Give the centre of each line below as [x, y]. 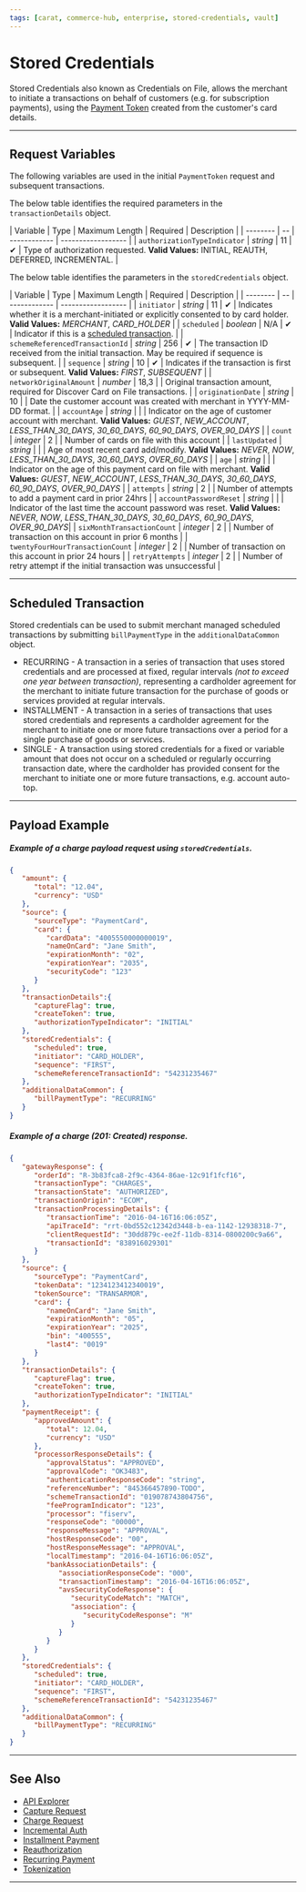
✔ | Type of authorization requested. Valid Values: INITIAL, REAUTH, [139, 250]
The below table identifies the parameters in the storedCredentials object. [149, 278]
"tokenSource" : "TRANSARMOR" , [91, 1294]
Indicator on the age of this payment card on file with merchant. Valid [140, 469]
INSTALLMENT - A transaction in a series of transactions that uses [148, 710]
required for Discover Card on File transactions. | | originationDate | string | [152, 392]
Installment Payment [61, 1839]
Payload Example [59, 825]
